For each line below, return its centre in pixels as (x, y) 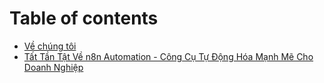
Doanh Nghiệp (53, 67)
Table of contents (84, 18)
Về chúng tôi (50, 46)
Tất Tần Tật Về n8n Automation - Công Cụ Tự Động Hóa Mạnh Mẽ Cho (168, 56)
